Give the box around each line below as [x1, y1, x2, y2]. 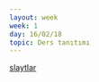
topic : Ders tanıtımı [9, 37, 91, 47]
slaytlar [9, 62, 37, 73]
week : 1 [9, 21, 39, 30]
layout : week [9, 12, 58, 22]
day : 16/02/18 [9, 29, 63, 38]
